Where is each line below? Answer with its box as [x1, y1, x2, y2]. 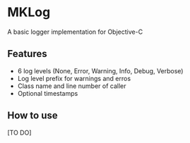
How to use [7, 110, 58, 122]
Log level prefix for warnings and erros [17, 74, 131, 82]
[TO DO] [7, 128, 32, 137]
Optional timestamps [17, 89, 78, 97]
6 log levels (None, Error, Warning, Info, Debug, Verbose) [17, 66, 184, 75]
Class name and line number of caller [17, 82, 126, 90]
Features [7, 48, 47, 60]
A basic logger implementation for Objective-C [7, 27, 143, 36]
